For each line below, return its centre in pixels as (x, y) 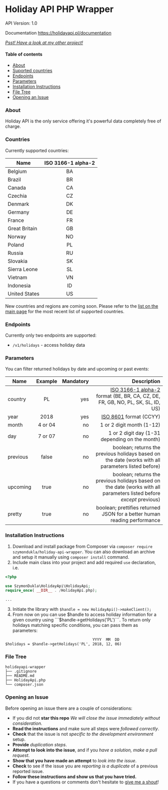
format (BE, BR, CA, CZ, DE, (128, 396)
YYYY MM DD (106, 640)
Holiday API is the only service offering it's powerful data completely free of (83, 121)
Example (47, 381)
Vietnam (17, 277)
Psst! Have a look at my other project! (44, 42)
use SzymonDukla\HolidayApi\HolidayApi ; (48, 586)
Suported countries (32, 71)
